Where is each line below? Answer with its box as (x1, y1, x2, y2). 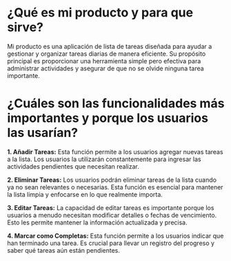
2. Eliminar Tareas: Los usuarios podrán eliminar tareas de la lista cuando (7, 176, 217, 184)
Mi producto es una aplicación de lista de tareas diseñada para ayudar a (7, 42, 212, 50)
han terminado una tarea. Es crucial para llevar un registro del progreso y (7, 239, 215, 247)
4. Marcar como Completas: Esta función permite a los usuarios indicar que (7, 231, 224, 240)
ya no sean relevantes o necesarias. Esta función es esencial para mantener (7, 182, 223, 191)
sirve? (7, 19, 43, 35)
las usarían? (7, 125, 78, 140)
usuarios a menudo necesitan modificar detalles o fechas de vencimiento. (7, 211, 217, 219)
